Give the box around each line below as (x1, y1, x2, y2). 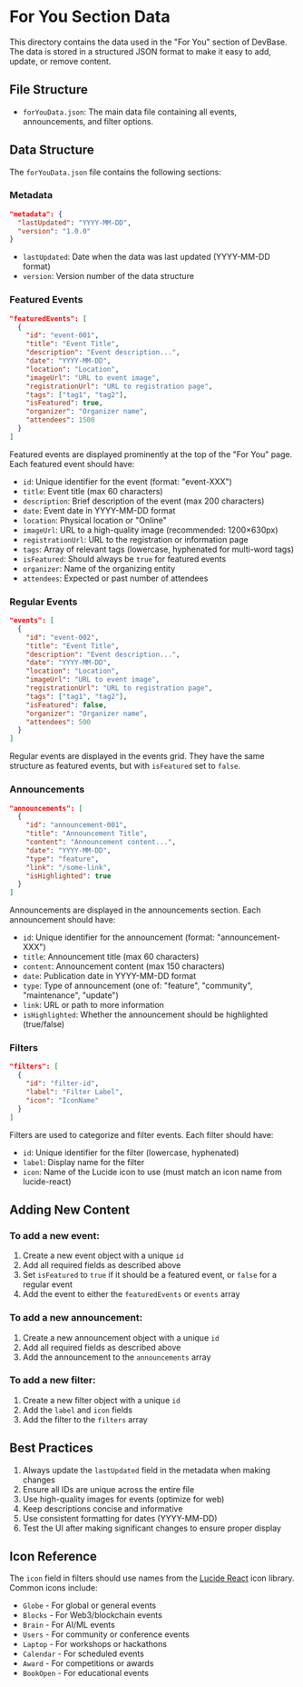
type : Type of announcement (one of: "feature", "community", (22, 980, 253, 992)
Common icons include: (9, 1582, 98, 1593)
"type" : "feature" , (25, 854, 100, 863)
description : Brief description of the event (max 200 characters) (22, 495, 265, 506)
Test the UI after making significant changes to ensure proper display (22, 1522, 281, 1533)
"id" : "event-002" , (25, 633, 100, 642)
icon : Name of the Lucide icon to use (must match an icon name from (22, 1166, 283, 1177)
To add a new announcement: (9, 1312, 143, 1324)
